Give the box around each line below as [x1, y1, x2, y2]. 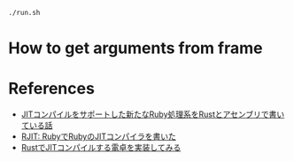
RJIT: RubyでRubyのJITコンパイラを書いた [20, 131, 176, 142]
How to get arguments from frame [8, 38, 263, 58]
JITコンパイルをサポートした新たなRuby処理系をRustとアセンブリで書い [20, 109, 285, 119]
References [8, 79, 95, 99]
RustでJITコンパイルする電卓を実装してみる [20, 142, 182, 152]
